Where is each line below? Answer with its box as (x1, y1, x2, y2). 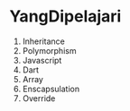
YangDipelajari (9, 6, 122, 27)
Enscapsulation (22, 83, 79, 94)
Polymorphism (22, 45, 77, 55)
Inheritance (22, 36, 66, 47)
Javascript (22, 55, 62, 65)
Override (22, 92, 56, 104)
